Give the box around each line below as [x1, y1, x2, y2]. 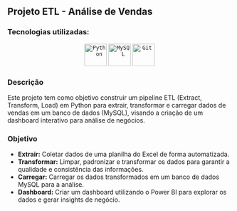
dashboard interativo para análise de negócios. [7, 115, 146, 124]
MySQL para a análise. [17, 180, 84, 189]
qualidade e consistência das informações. [17, 165, 144, 174]
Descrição [7, 77, 44, 87]
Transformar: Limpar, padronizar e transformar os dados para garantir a [17, 158, 230, 166]
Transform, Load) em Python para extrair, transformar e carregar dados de [7, 101, 226, 109]
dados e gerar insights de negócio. [17, 195, 120, 204]
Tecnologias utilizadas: [7, 27, 90, 37]
